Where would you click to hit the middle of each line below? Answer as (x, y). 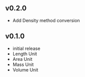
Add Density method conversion (46, 20)
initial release (26, 48)
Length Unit (25, 54)
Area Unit (23, 59)
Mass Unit (23, 64)
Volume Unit (25, 69)
